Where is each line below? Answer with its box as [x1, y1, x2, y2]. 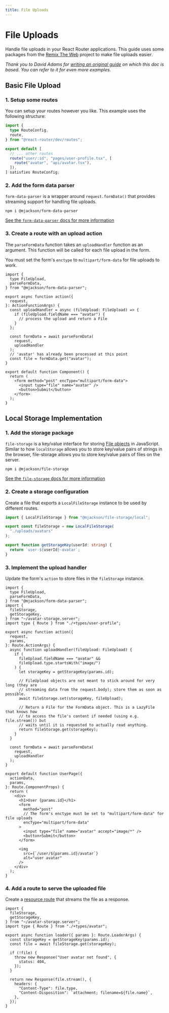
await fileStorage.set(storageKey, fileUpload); [18, 696, 123, 701]
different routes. [5, 505, 39, 511]
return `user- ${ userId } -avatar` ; [10, 547, 80, 552]
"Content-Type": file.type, [18, 986, 78, 991]
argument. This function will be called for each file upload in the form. [5, 247, 151, 253]
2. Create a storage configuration [5, 488, 89, 495]
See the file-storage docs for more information [5, 475, 105, 481]
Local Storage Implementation [5, 414, 103, 423]
